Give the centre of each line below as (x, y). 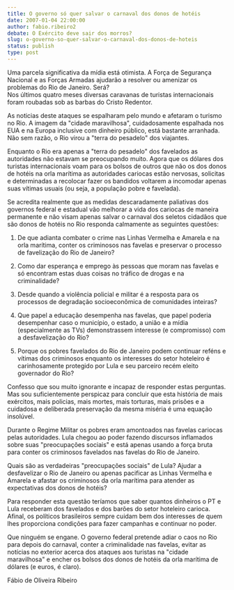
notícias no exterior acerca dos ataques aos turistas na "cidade (98, 552)
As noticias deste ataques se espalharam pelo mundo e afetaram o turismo (115, 115)
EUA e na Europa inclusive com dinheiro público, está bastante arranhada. (114, 130)
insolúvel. (21, 416)
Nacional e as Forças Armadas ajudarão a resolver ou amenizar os (102, 80)
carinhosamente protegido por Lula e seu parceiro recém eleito (108, 365)
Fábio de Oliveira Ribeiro (42, 580)
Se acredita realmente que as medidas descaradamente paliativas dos (108, 202)
